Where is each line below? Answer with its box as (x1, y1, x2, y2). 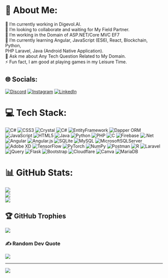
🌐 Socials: (5, 75, 38, 84)
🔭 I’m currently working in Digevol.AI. (5, 21, 81, 27)
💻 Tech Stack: (5, 107, 67, 118)
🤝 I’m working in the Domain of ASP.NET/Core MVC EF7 (5, 32, 120, 38)
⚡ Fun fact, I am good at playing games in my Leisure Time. (5, 59, 127, 65)
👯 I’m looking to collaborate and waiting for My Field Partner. (5, 26, 130, 32)
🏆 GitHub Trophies (5, 212, 66, 220)
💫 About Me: (5, 5, 58, 16)
